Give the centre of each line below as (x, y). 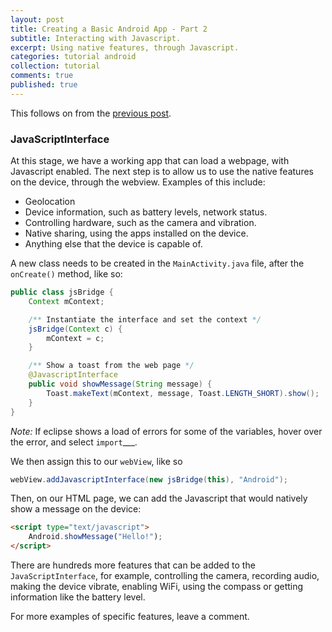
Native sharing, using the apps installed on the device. (136, 233)
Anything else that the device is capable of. (113, 244)
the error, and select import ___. (74, 442)
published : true (44, 85)
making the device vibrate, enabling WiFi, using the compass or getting (157, 587)
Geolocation (50, 202)
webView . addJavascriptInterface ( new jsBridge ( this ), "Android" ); (149, 479)
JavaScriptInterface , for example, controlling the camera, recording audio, (165, 576)
